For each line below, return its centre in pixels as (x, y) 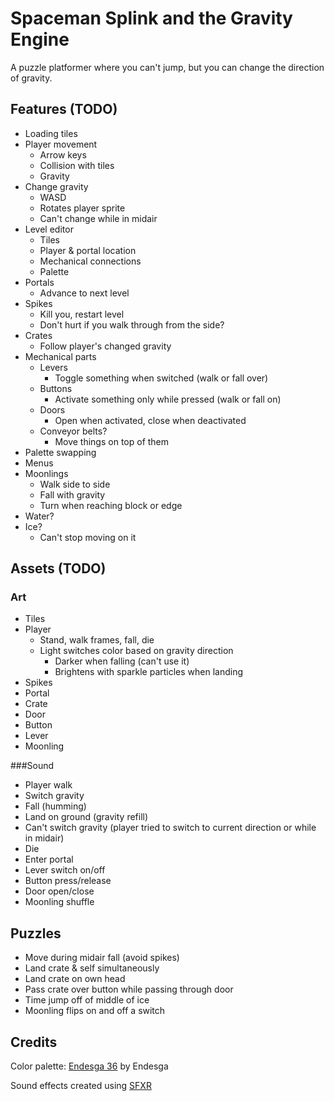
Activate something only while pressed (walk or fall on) (168, 399)
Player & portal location (88, 250)
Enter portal (49, 859)
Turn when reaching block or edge (111, 505)
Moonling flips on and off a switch (95, 1011)
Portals (39, 282)
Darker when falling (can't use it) (122, 661)
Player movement (61, 144)
